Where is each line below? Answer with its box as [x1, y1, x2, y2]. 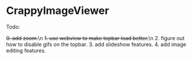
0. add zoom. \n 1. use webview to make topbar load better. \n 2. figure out [6, 34, 185, 41]
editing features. [6, 47, 46, 54]
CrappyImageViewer [6, 4, 109, 17]
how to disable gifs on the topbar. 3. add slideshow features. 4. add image [6, 41, 187, 48]
